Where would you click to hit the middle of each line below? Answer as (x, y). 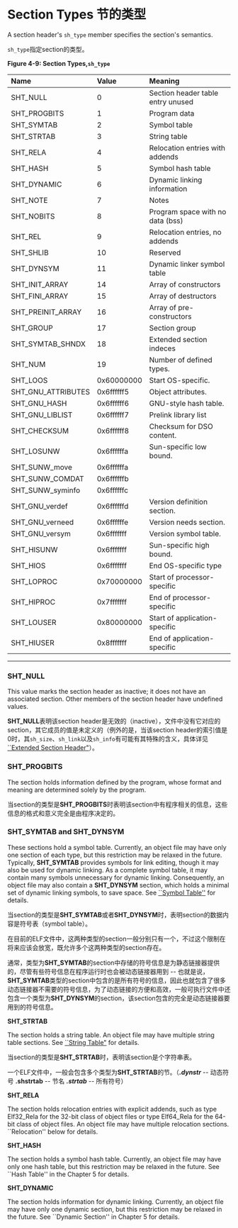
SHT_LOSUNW (35, 451)
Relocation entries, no (185, 232)
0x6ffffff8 (113, 431)
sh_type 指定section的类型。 (48, 49)
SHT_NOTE (29, 200)
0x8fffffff (112, 643)
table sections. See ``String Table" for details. (73, 1042)
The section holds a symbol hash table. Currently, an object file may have (114, 1159)
